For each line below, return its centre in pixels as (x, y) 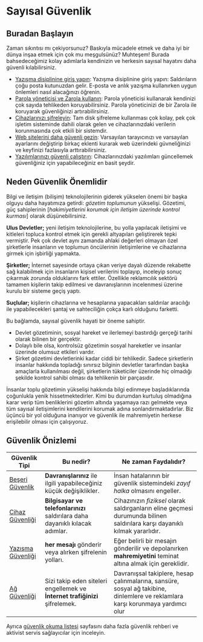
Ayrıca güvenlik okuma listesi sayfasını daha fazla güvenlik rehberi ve (92, 626)
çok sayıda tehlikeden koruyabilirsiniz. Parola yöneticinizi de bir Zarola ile (106, 105)
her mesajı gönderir (73, 544)
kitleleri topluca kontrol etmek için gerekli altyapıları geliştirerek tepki (92, 234)
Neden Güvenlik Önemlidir (57, 182)
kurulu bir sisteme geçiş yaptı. (44, 291)
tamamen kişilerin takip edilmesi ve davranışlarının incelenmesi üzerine (95, 284)
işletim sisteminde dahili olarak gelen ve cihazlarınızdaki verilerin (95, 124)
